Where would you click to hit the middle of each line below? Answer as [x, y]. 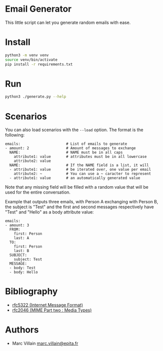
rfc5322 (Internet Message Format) [47, 305]
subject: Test [28, 259]
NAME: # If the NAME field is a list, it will [79, 165]
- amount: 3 [17, 225]
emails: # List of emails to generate [66, 144]
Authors [22, 330]
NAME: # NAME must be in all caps [66, 153]
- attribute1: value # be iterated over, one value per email [80, 170]
